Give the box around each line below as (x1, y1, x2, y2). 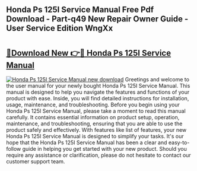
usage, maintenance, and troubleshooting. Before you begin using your (6, 101, 180, 108)
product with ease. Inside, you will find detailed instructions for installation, (6, 95, 189, 102)
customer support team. (6, 158, 65, 165)
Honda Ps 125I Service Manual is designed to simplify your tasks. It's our (6, 133, 184, 140)
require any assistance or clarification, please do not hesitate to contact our (6, 151, 191, 159)
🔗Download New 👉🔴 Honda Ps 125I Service (6, 47, 171, 58)
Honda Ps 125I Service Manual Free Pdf (6, 5, 154, 15)
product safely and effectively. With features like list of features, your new (6, 126, 187, 133)
